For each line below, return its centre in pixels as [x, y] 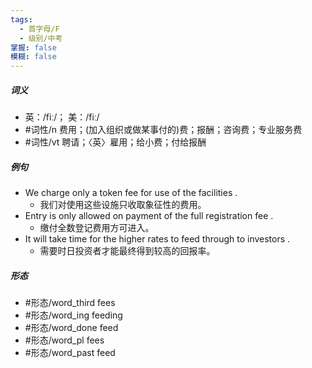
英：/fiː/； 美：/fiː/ [62, 117]
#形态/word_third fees [70, 303]
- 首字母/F [39, 29]
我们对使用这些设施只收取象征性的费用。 [123, 205]
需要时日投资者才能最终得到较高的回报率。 [127, 251]
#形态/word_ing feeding [73, 315]
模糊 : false [33, 57]
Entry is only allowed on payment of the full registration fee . [149, 216]
